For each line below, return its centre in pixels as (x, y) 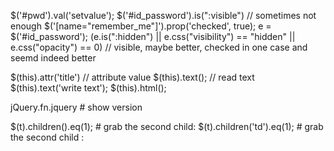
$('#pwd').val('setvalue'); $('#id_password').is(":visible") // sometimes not (163, 15)
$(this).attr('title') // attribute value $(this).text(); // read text (132, 77)
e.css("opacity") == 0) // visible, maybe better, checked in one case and (159, 47)
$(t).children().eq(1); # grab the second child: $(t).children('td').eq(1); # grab (167, 126)
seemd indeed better (53, 58)
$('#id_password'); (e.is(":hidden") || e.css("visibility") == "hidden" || (153, 36)
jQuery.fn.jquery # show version (76, 107)
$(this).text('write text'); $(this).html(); (88, 88)
